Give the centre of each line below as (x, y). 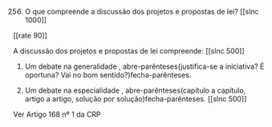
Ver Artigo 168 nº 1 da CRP (57, 114)
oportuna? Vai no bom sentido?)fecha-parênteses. (108, 75)
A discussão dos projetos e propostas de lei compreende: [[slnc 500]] (129, 51)
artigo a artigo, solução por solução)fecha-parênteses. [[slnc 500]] (136, 99)
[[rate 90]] (30, 36)
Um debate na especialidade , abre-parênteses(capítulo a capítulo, (135, 90)
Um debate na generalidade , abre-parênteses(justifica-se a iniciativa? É (144, 66)
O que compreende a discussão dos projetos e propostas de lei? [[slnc (142, 12)
